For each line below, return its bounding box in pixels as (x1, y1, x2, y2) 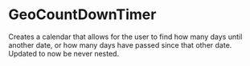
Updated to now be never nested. (8, 49, 119, 58)
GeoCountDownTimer (8, 6, 157, 24)
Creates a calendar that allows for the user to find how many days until (8, 32, 243, 41)
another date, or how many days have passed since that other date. (8, 40, 232, 49)
